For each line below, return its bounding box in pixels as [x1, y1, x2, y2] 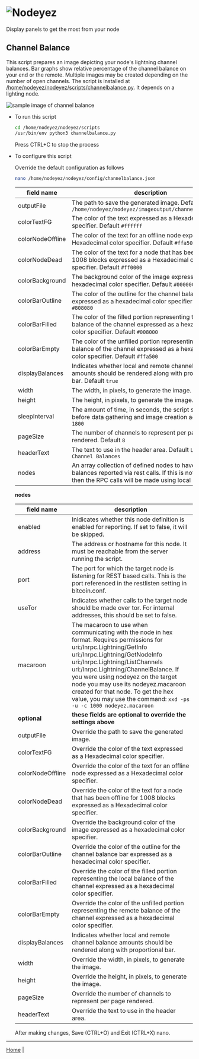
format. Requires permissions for [72, 636, 163, 644]
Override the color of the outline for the [72, 843, 181, 851]
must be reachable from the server [72, 547, 169, 556]
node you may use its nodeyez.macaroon [72, 680, 187, 689]
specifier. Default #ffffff [72, 221, 143, 230]
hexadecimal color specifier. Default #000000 [72, 280, 195, 288]
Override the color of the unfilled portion [72, 899, 184, 908]
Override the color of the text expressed [72, 745, 184, 753]
